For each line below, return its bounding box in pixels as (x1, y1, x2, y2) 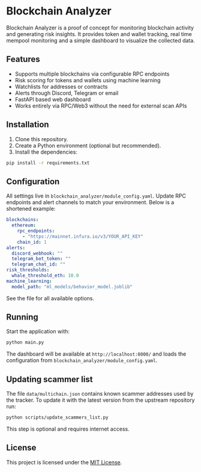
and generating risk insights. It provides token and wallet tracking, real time (6, 30, 192, 37)
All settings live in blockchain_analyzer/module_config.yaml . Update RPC (6, 192, 186, 199)
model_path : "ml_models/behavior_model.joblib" (11, 283, 133, 289)
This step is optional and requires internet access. (6, 425, 130, 432)
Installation (6, 120, 49, 130)
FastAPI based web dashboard (14, 95, 91, 103)
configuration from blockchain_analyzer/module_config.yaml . (6, 357, 158, 364)
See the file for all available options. (6, 294, 95, 301)
